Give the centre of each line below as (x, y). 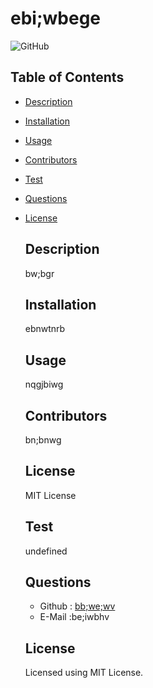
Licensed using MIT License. (84, 673)
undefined (46, 551)
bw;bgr (39, 273)
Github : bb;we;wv (77, 606)
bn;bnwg (43, 440)
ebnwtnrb (45, 329)
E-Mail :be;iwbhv (74, 617)
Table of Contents (67, 77)
